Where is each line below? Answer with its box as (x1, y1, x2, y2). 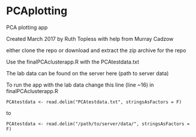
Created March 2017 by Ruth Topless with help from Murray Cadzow (6, 35, 174, 42)
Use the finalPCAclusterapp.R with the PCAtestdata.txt (6, 58, 140, 65)
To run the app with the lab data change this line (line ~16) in (6, 81, 154, 88)
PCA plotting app (6, 24, 48, 31)
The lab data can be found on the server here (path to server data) (6, 69, 169, 77)
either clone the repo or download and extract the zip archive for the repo (6, 46, 186, 54)
